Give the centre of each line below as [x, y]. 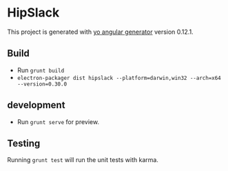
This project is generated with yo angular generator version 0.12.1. [101, 32]
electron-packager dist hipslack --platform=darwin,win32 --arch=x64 [119, 78]
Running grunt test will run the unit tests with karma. [83, 160]
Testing [24, 143]
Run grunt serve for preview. [58, 121]
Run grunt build [41, 70]
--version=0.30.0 [42, 84]
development [36, 105]
